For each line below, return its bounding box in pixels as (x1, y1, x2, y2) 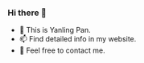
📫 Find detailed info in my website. (19, 34, 137, 44)
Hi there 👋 (7, 7, 47, 18)
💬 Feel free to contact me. (19, 45, 105, 55)
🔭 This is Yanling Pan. (19, 26, 91, 35)
